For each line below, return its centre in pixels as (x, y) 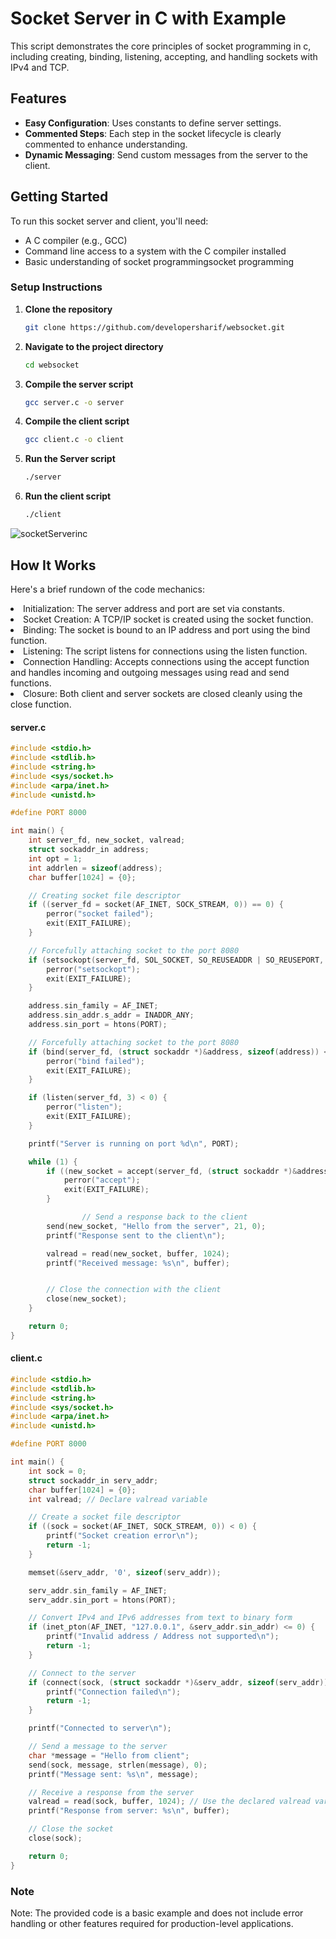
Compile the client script (77, 421)
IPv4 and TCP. (40, 67)
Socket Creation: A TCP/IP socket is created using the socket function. (168, 619)
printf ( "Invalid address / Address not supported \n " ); (163, 1637)
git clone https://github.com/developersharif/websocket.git (155, 327)
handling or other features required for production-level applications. (152, 1923)
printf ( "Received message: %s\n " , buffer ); (138, 1263)
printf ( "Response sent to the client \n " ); (136, 1235)
